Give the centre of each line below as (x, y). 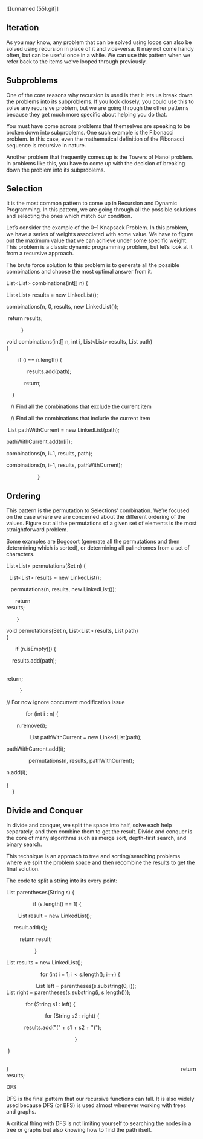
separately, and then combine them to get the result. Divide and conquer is (99, 832)
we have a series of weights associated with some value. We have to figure (100, 234)
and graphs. (21, 1112)
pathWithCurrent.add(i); (36, 749)
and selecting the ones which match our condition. (69, 216)
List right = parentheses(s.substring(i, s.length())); (69, 992)
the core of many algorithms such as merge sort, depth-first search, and (96, 838)
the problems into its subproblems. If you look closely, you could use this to (100, 101)
